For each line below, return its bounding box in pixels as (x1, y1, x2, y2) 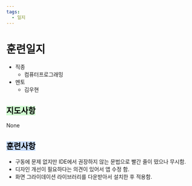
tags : (6, 8, 20, 15)
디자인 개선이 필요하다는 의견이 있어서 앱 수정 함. (14, 165, 130, 173)
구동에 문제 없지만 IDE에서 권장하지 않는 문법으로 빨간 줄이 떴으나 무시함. (14, 158, 186, 165)
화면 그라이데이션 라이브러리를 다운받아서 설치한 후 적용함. (14, 173, 153, 181)
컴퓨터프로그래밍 (24, 71, 63, 79)
